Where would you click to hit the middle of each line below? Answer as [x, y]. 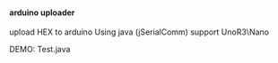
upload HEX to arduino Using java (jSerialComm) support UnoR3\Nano [139, 32]
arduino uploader [42, 12]
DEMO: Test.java [40, 50]
